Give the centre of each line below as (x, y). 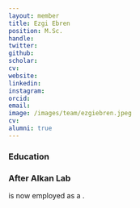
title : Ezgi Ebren (39, 23)
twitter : (23, 46)
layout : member (34, 16)
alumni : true (30, 128)
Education (29, 156)
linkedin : (25, 83)
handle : (21, 38)
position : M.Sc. (36, 31)
